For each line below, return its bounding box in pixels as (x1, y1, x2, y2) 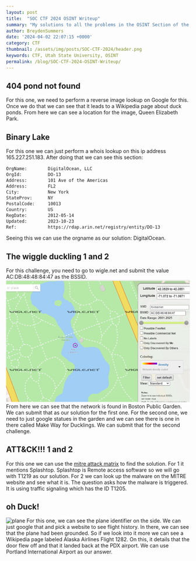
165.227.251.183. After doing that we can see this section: (6, 154, 143, 161)
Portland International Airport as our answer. (6, 548, 113, 555)
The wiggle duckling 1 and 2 (6, 251, 110, 261)
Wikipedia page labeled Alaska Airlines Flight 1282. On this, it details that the (6, 536, 190, 543)
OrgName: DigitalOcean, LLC (6, 166, 93, 172)
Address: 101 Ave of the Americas (6, 178, 108, 183)
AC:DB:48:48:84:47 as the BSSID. (6, 273, 87, 280)
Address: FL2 (6, 183, 57, 189)
